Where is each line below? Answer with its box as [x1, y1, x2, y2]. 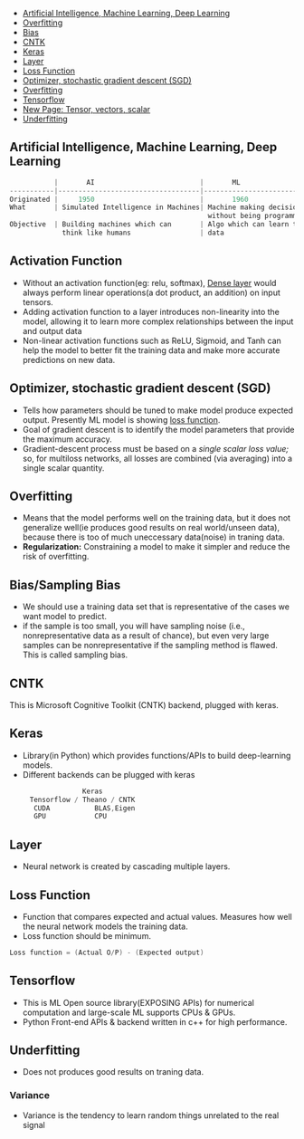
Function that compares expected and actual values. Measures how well [22, 911, 292, 922]
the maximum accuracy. [22, 434, 112, 445]
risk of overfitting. [22, 551, 90, 562]
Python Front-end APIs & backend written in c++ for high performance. [22, 1016, 288, 1027]
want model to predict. [22, 611, 107, 622]
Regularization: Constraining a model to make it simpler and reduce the [22, 541, 291, 552]
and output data [22, 325, 83, 336]
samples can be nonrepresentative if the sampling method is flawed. [22, 640, 278, 651]
